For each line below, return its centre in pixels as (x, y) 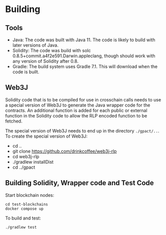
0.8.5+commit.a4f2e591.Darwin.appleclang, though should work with (84, 56)
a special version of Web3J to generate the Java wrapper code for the (78, 105)
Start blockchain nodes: (30, 195)
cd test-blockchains (27, 204)
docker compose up (24, 209)
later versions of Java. (35, 45)
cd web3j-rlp (26, 156)
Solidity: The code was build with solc (52, 50)
